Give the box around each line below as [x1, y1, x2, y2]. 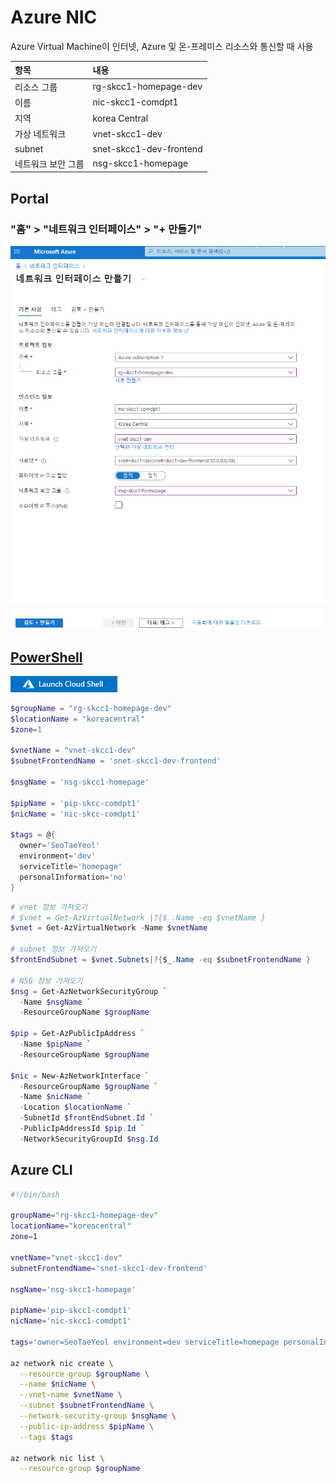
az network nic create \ [10, 1358, 114, 1368]
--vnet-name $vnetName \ [19, 1390, 123, 1400]
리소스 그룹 [14, 81, 58, 93]
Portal [10, 190, 49, 207]
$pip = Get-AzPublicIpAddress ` [10, 1029, 145, 1039]
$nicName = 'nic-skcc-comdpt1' [10, 809, 141, 819]
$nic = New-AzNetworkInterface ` [10, 1071, 150, 1081]
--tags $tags [19, 1432, 74, 1442]
